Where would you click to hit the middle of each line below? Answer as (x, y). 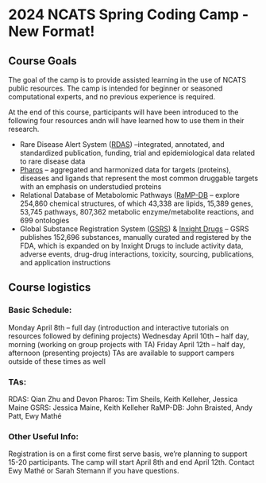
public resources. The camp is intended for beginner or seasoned (116, 88)
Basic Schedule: (40, 310)
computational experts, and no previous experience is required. (112, 97)
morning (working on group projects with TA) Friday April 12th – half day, (127, 344)
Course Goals (42, 61)
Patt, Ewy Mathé (35, 415)
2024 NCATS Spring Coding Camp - (129, 15)
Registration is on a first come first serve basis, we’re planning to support (128, 454)
